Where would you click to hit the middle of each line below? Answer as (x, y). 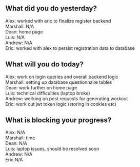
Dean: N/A (16, 143)
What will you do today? (44, 64)
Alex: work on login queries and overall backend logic (62, 77)
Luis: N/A (15, 37)
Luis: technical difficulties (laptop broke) (48, 93)
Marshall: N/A (20, 26)
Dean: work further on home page (41, 87)
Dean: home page (24, 32)
